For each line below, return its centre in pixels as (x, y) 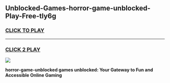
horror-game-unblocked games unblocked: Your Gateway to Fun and (79, 69)
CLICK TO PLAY (25, 31)
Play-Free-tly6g (31, 16)
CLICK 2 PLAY (23, 49)
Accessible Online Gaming (34, 75)
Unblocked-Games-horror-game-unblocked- (78, 8)
